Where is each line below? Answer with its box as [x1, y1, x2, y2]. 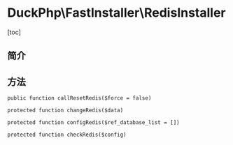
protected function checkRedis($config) [7, 131, 127, 139]
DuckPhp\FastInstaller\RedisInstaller [7, 5, 226, 21]
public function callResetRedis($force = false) [7, 95, 152, 102]
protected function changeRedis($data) [7, 107, 124, 114]
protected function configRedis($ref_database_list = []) [7, 119, 180, 126]
